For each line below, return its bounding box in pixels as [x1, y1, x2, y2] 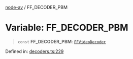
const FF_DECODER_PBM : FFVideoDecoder [17, 38, 106, 44]
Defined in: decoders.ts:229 [5, 48, 64, 54]
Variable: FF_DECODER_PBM [5, 22, 128, 33]
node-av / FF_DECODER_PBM [5, 5, 68, 10]
